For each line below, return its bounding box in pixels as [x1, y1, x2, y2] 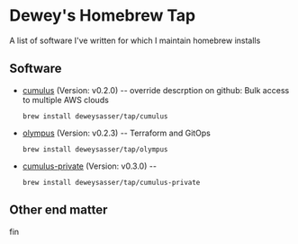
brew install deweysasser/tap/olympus [22, 144, 168, 153]
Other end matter [9, 203, 108, 218]
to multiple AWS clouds [22, 94, 110, 105]
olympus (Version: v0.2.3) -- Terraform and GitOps [22, 127, 212, 138]
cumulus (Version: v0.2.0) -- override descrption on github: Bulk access [22, 84, 290, 95]
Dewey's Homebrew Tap [9, 5, 196, 26]
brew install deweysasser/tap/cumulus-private [22, 178, 201, 187]
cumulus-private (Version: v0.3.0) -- [22, 161, 158, 171]
